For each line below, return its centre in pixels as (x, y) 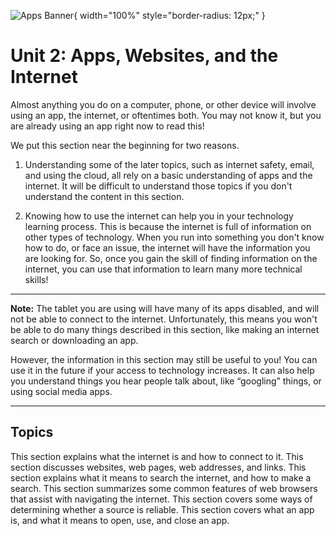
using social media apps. (61, 391)
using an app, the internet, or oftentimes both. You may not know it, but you (166, 115)
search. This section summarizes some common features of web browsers (164, 488)
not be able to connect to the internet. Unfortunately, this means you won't (164, 319)
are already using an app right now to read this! (107, 126)
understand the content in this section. (104, 196)
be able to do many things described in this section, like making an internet (165, 329)
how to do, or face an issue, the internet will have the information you (167, 247)
